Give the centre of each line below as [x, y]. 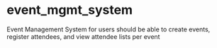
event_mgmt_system [69, 10]
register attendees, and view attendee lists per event [83, 36]
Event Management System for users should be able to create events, [108, 29]
